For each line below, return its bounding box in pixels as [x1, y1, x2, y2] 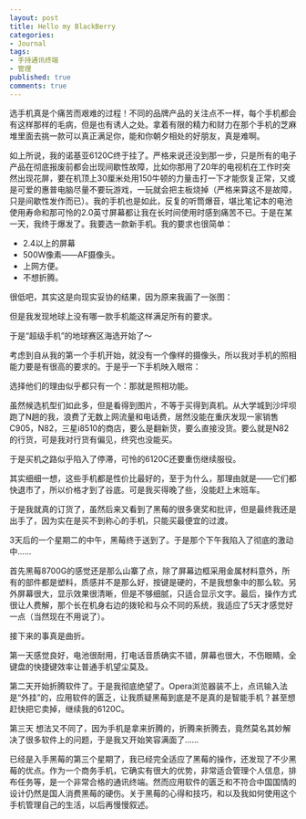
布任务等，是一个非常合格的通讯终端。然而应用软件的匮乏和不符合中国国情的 [9, 776, 297, 787]
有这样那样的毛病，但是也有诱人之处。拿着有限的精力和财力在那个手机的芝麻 [9, 119, 297, 130]
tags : [9, 47, 30, 57]
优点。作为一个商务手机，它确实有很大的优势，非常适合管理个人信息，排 [25, 764, 297, 776]
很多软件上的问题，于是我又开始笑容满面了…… [25, 734, 199, 745]
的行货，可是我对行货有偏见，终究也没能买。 [9, 434, 178, 445]
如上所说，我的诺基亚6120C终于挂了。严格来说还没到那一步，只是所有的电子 [9, 150, 297, 161]
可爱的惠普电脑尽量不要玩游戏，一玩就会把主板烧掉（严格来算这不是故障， [16, 184, 297, 194]
